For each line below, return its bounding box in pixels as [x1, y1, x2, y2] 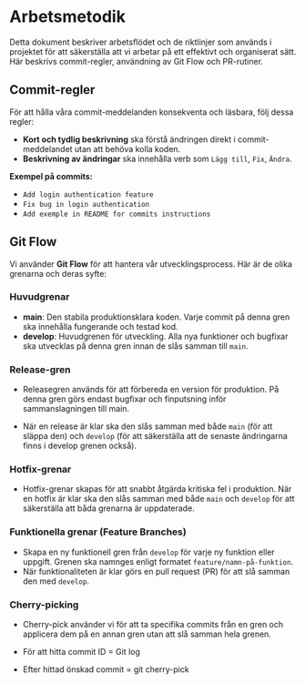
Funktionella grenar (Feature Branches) [9, 526, 187, 538]
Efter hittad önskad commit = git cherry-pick [22, 664, 189, 675]
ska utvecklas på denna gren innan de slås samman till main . [22, 340, 249, 352]
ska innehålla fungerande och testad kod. [22, 321, 179, 332]
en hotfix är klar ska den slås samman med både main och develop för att [22, 494, 295, 505]
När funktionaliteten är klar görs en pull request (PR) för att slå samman [22, 566, 290, 577]
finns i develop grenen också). [22, 440, 137, 452]
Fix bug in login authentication [22, 199, 150, 209]
